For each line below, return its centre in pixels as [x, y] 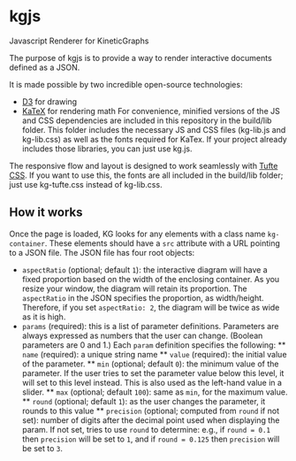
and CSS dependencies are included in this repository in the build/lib [147, 120]
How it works [46, 213]
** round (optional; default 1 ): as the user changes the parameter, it [144, 401]
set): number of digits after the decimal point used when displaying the [151, 420]
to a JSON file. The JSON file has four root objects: [102, 252]
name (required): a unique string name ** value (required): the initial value [154, 354]
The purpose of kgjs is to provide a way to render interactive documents [140, 58]
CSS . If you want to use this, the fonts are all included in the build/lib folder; [146, 175]
